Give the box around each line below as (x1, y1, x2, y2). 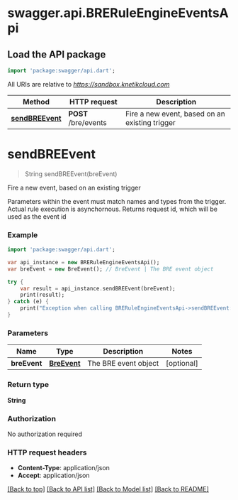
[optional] (165, 359, 198, 369)
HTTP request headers (7, 447, 87, 457)
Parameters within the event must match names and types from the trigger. (7, 197, 227, 205)
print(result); (20, 291, 65, 299)
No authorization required (7, 430, 83, 438)
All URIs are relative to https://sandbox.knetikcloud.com (7, 80, 170, 88)
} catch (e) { (7, 298, 50, 305)
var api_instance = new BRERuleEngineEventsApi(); (7, 259, 160, 266)
